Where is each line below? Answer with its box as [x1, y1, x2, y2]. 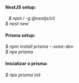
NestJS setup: [5, 4, 37, 10]
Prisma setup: [5, 32, 36, 38]
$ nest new [5, 21, 29, 27]
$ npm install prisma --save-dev [5, 44, 74, 50]
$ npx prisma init [5, 71, 41, 78]
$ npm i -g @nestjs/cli [8, 15, 55, 21]
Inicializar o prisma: [5, 61, 48, 66]
